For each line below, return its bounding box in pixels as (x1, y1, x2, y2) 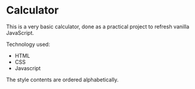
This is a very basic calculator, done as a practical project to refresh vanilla (6, 23, 190, 30)
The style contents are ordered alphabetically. (6, 76, 119, 83)
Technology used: (6, 41, 51, 48)
